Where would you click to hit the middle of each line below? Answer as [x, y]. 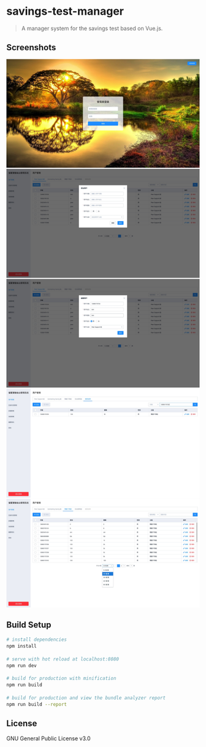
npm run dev [21, 665]
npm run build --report [37, 704]
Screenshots [31, 48]
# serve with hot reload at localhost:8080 [63, 659]
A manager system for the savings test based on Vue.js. [92, 28]
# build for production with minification [61, 679]
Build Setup [29, 625]
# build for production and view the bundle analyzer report [86, 698]
